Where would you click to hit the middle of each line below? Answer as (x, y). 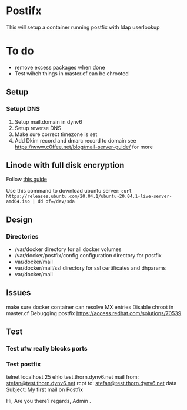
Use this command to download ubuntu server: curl (69, 191)
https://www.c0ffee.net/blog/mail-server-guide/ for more (84, 147)
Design (19, 219)
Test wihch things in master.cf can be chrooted (72, 73)
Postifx (24, 11)
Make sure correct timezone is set (56, 134)
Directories (22, 236)
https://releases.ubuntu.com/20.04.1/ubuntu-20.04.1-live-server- (89, 196)
